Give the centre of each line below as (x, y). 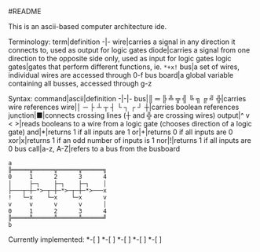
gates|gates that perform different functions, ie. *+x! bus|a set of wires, (124, 67)
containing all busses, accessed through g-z (80, 83)
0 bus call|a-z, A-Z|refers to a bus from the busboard (94, 149)
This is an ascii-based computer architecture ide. (88, 26)
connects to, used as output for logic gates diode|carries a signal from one (129, 50)
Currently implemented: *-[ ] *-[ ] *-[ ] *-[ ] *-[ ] (85, 239)
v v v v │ (58, 204)
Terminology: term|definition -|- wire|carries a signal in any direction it (122, 42)
